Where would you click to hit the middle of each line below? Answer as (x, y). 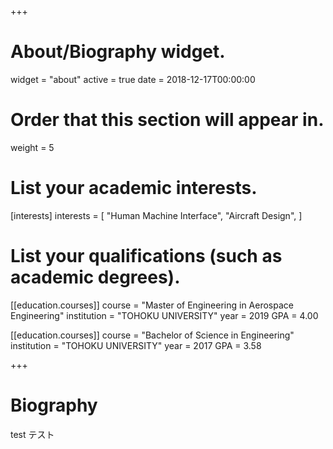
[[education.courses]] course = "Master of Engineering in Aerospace (152, 305)
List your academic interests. (134, 188)
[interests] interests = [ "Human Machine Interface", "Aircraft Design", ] (156, 215)
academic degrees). (95, 277)
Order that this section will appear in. (167, 120)
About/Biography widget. (118, 52)
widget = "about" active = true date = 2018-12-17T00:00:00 (133, 79)
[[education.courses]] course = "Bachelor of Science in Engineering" (152, 335)
